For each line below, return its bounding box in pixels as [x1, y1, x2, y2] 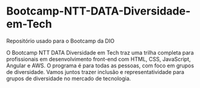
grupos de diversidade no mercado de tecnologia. [6, 75, 132, 82]
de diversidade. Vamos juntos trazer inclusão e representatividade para [6, 68, 185, 75]
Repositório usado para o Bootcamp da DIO [6, 37, 115, 44]
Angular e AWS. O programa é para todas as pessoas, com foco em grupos [6, 62, 195, 69]
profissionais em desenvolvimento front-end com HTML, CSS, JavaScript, [6, 55, 191, 63]
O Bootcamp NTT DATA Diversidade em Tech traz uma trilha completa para [6, 49, 194, 56]
